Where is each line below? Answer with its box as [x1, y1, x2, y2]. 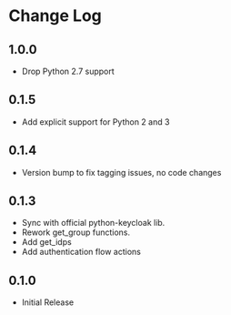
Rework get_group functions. [21, 227, 131, 238]
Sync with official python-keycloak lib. [21, 218, 166, 229]
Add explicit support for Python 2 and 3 [21, 116, 170, 127]
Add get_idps [21, 237, 72, 248]
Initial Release [21, 297, 75, 308]
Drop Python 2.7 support [21, 66, 115, 76]
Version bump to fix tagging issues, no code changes [21, 167, 222, 178]
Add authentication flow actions [21, 247, 142, 258]
